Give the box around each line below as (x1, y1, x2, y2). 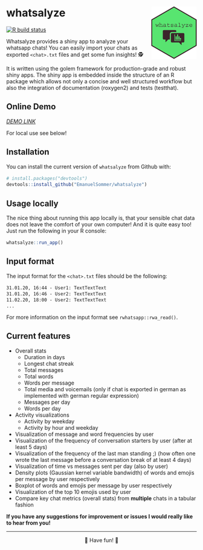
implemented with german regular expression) (24, 392, 140, 399)
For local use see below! (6, 129, 67, 136)
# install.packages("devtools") (6, 175, 88, 181)
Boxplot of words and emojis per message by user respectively (14, 482, 172, 489)
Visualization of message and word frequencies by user (14, 430, 154, 438)
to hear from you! (6, 519, 51, 526)
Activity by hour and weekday (24, 424, 98, 431)
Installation (6, 147, 50, 157)
